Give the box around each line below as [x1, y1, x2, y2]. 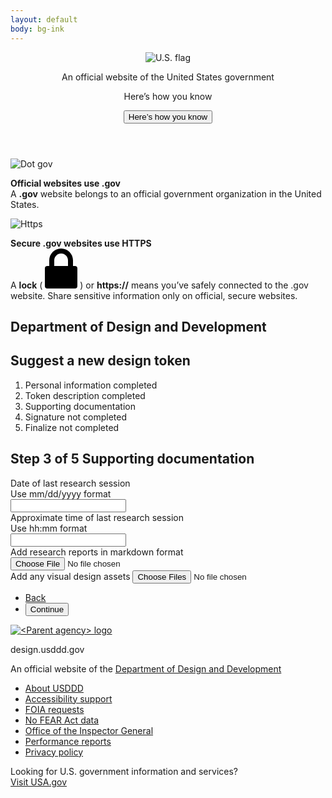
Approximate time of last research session [10, 511, 185, 523]
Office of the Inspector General [24, 724, 154, 736]
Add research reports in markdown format [10, 546, 184, 558]
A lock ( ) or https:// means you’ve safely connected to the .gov [10, 279, 309, 291]
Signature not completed [24, 411, 128, 423]
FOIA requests [24, 703, 85, 715]
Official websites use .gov [10, 177, 121, 189]
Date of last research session [10, 477, 131, 489]
